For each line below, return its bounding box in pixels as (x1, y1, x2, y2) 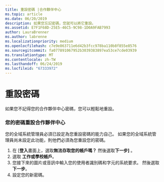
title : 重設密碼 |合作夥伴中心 (5, 7, 62, 12)
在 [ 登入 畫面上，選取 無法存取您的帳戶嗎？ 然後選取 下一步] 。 (12, 147, 135, 154)
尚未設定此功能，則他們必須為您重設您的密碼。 (13, 137, 108, 143)
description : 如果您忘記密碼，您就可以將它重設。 (5, 20, 96, 26)
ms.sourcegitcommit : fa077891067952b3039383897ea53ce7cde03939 (5, 48, 137, 53)
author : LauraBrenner (5, 30, 49, 35)
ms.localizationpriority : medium (5, 39, 73, 44)
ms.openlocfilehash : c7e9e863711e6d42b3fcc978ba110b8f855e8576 (5, 43, 137, 48)
